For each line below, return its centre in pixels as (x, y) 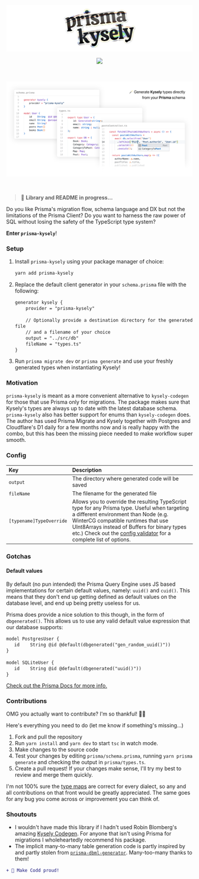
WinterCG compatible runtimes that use (120, 520)
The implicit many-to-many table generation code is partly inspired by (100, 846)
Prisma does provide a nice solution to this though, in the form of (85, 614)
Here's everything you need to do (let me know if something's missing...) (95, 725)
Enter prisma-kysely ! (32, 233)
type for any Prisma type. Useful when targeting (131, 508)
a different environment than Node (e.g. (120, 514)
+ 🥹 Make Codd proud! (33, 871)
